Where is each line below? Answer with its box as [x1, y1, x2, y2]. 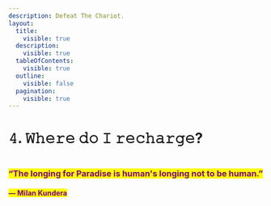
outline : [15, 72, 45, 80]
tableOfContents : [15, 57, 74, 65]
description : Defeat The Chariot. [8, 11, 125, 20]
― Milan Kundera [8, 187, 67, 198]
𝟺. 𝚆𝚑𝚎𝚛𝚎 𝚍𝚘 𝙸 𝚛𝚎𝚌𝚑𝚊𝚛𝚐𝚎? [8, 129, 204, 148]
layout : [8, 19, 35, 27]
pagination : [15, 86, 57, 95]
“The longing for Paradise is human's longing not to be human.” [8, 168, 264, 179]
